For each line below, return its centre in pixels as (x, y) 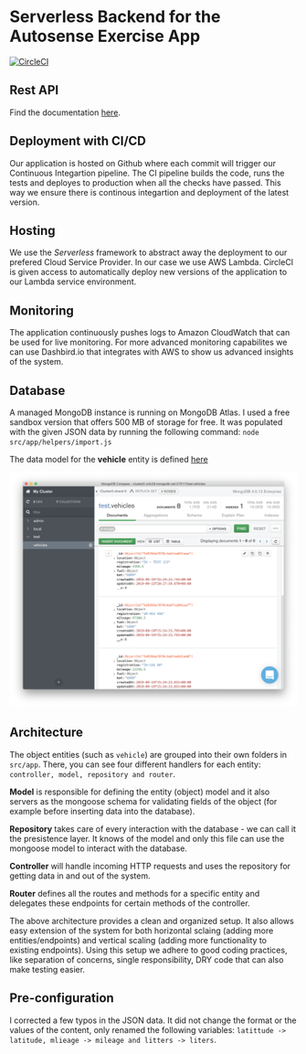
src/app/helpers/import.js (61, 442)
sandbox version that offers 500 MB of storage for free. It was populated (146, 422)
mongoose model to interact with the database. (98, 848)
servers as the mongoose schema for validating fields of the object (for (143, 801)
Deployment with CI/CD (78, 141)
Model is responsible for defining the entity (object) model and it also (140, 792)
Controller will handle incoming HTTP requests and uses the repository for (150, 866)
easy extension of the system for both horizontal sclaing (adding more (142, 931)
